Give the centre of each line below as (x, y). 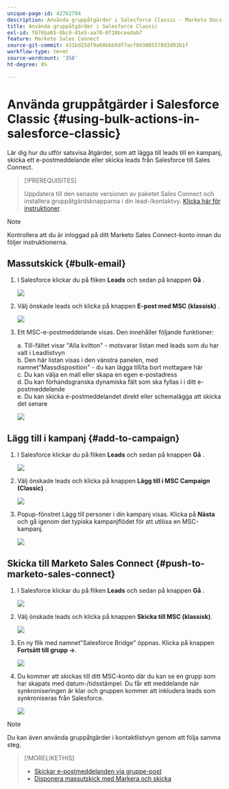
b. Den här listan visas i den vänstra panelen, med (87, 360)
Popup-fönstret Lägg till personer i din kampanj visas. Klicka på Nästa (116, 514)
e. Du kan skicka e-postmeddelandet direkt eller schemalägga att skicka (119, 397)
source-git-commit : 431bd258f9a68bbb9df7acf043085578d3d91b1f (98, 45)
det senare (32, 404)
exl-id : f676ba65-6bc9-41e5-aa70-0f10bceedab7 (75, 33)
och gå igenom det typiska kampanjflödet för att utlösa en (99, 522)
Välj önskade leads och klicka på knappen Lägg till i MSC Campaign (113, 481)
